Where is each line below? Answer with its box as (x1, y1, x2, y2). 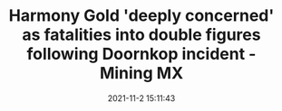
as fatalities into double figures (22, 24, 261, 45)
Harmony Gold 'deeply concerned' (8, 5, 275, 26)
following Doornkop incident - (26, 44, 257, 64)
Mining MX (99, 63, 184, 84)
